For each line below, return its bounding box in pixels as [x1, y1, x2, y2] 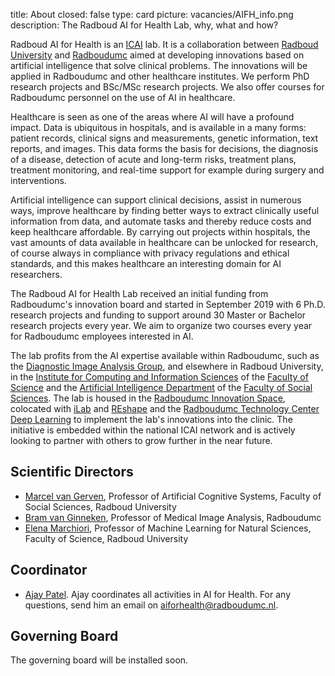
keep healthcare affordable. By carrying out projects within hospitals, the [10, 226, 311, 238]
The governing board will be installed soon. [10, 654, 189, 666]
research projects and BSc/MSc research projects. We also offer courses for [10, 81, 325, 93]
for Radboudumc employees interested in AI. [10, 330, 194, 342]
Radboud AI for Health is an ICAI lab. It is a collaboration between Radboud [10, 39, 319, 50]
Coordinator [10, 562, 88, 579]
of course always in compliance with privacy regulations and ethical [10, 247, 290, 259]
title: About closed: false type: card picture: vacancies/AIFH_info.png [10, 9, 294, 20]
